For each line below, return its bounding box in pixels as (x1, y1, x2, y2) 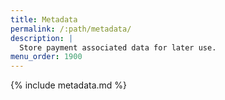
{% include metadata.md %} (10, 79, 128, 91)
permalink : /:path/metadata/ (10, 24, 132, 34)
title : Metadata (10, 14, 78, 25)
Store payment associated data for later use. (19, 42, 217, 53)
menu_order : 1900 (10, 52, 83, 62)
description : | (10, 33, 74, 43)
